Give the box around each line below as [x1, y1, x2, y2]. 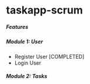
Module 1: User [6, 38, 43, 45]
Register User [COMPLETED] [14, 53, 85, 60]
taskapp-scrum [6, 4, 83, 17]
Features [6, 23, 29, 30]
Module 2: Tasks [6, 73, 48, 80]
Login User [14, 59, 41, 66]
